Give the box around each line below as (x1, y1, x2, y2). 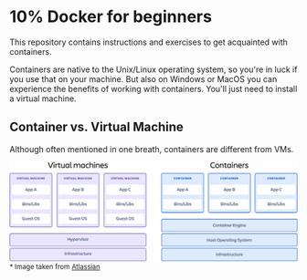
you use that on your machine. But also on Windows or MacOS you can (9, 73, 278, 84)
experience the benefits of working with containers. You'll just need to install (9, 83, 298, 94)
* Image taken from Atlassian (9, 263, 101, 272)
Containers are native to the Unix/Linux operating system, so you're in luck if (9, 64, 298, 75)
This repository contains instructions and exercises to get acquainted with (9, 36, 288, 47)
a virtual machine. (9, 93, 77, 104)
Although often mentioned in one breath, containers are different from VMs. (9, 143, 294, 154)
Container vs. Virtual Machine (9, 119, 185, 135)
